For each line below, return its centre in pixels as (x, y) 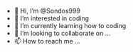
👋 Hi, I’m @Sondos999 (47, 11)
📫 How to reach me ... (47, 41)
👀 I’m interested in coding (52, 18)
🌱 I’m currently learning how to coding (70, 26)
